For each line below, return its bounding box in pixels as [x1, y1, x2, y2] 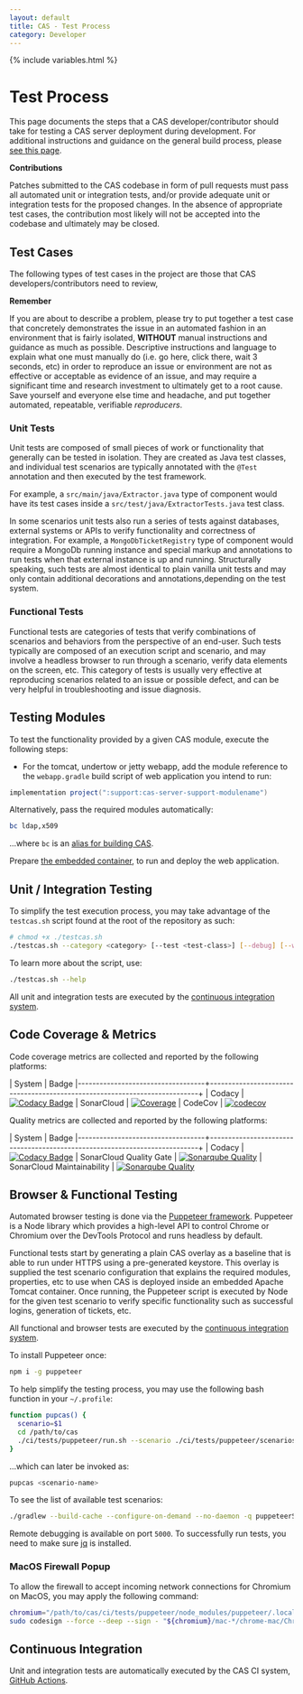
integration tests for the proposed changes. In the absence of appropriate [9, 200, 283, 210]
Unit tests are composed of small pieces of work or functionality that [9, 442, 264, 453]
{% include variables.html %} [9, 55, 118, 66]
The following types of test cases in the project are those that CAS [9, 268, 257, 280]
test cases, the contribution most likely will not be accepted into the [9, 209, 261, 219]
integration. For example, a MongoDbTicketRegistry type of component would [9, 535, 294, 546]
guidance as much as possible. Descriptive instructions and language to [9, 342, 277, 353]
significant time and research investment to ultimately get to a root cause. [9, 380, 283, 391]
